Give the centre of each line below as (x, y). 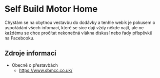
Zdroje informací (30, 53)
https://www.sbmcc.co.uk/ (46, 70)
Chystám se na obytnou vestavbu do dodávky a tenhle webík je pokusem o (80, 22)
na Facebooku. (20, 38)
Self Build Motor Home (51, 9)
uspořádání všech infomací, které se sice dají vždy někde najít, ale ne (74, 27)
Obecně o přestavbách (35, 65)
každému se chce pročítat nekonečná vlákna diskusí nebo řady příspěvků (79, 33)
